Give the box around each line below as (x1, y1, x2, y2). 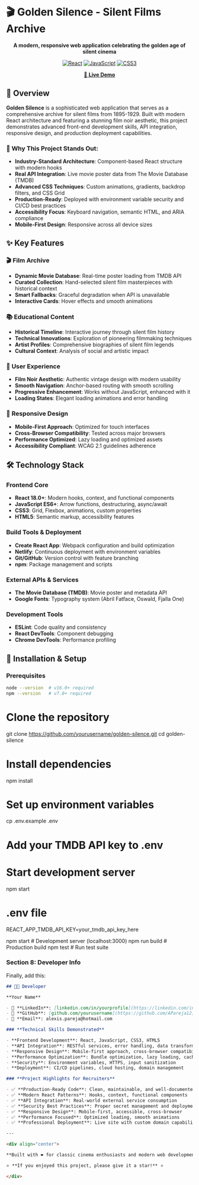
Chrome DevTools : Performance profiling (14, 637, 117, 644)
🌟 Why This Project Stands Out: (6, 144, 99, 152)
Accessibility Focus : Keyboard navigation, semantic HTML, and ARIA (14, 208, 185, 215)
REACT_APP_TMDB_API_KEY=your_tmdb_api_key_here (6, 926, 139, 933)
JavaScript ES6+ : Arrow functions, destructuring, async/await (14, 501, 168, 508)
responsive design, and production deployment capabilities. (6, 129, 152, 136)
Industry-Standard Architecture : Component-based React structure (14, 158, 182, 165)
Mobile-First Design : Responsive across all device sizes (14, 221, 153, 228)
